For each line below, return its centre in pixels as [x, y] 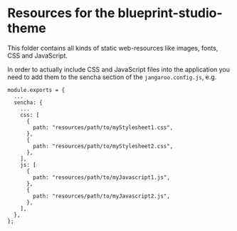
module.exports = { [36, 90]
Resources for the [61, 13]
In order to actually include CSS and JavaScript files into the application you [118, 69]
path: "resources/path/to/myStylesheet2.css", [103, 146]
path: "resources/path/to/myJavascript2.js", [102, 196]
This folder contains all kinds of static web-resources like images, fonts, [113, 48]
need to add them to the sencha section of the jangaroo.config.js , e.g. [112, 77]
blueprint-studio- [170, 13]
